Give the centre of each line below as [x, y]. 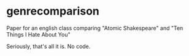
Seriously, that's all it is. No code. [48, 46]
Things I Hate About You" [38, 34]
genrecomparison [53, 11]
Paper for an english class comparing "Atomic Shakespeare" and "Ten [95, 28]
